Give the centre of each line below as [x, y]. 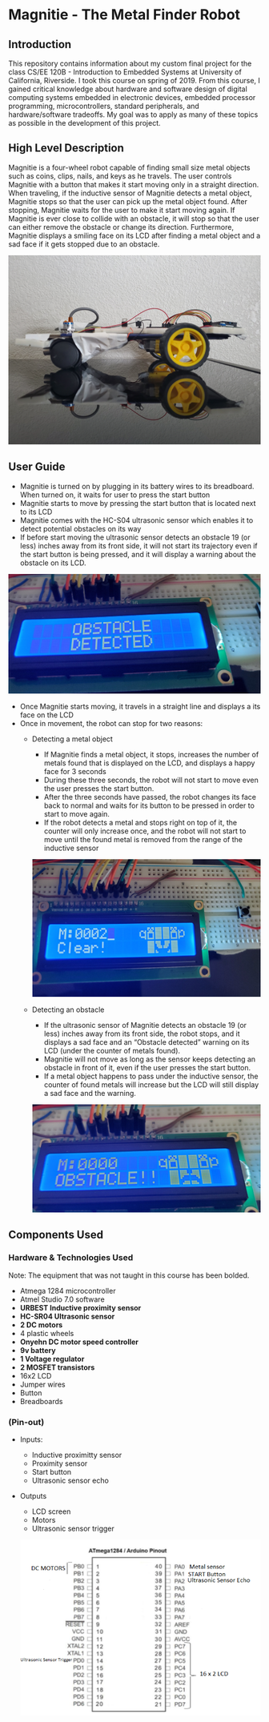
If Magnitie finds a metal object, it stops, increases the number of [151, 755]
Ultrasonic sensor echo [70, 1481]
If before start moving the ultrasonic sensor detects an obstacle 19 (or [135, 537]
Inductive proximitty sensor [77, 1455]
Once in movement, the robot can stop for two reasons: [111, 724]
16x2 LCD [36, 1375]
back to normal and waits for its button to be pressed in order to [149, 805]
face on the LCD [47, 715]
